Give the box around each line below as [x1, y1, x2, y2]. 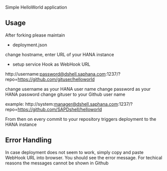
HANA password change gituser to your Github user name [5, 91, 125, 97]
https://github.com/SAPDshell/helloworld [17, 106, 102, 112]
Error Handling [5, 136, 52, 144]
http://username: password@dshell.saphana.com [5, 71, 106, 77]
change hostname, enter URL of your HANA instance [5, 51, 114, 57]
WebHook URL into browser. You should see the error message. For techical [5, 154, 162, 160]
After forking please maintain [5, 32, 65, 38]
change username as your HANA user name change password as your [5, 86, 151, 92]
